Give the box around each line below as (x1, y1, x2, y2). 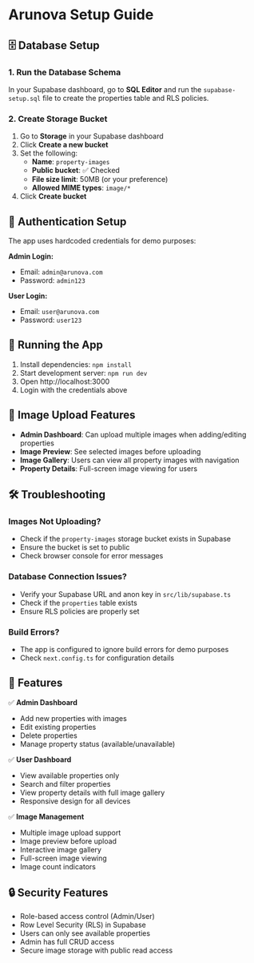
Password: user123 (19, 315, 82, 324)
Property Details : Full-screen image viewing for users (19, 463, 198, 473)
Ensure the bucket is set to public (19, 542, 130, 552)
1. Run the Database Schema (8, 66, 121, 78)
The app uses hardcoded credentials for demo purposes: (8, 236, 196, 245)
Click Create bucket (19, 191, 87, 201)
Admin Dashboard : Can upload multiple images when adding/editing (19, 429, 247, 439)
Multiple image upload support (19, 828, 121, 837)
